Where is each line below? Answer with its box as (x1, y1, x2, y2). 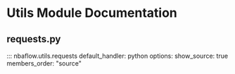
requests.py (6, 33, 61, 45)
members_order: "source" (6, 59, 82, 68)
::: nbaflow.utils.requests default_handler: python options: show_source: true (6, 51, 229, 60)
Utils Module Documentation (6, 5, 177, 21)
